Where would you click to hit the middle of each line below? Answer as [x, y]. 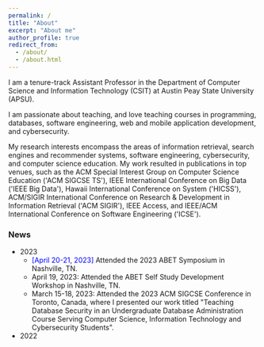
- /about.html [38, 60]
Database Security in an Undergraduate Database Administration [137, 311]
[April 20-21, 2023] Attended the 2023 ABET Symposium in [128, 260]
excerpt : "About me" [42, 30]
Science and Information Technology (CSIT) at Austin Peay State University [131, 90]
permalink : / [30, 15]
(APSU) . [21, 99]
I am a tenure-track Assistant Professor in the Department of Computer [124, 82]
